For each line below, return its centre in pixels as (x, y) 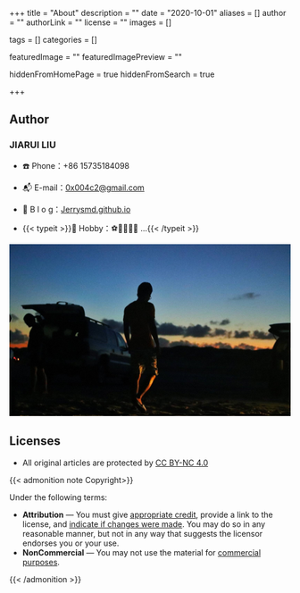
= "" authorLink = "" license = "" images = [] (91, 22)
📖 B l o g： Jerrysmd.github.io (76, 209)
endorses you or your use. (71, 543)
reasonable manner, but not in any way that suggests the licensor (142, 533)
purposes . (41, 562)
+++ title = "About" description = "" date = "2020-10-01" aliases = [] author (148, 13)
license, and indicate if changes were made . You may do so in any (144, 524)
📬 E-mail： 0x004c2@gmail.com (83, 188)
